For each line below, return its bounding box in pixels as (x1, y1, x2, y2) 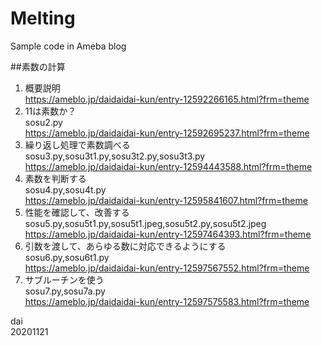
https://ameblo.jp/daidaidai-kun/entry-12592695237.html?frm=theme (24, 127, 310, 139)
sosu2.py (24, 116, 63, 128)
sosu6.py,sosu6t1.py (24, 251, 110, 263)
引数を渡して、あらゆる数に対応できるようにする (24, 240, 227, 252)
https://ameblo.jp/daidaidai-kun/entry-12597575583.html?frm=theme (24, 295, 310, 307)
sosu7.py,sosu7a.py (24, 285, 106, 297)
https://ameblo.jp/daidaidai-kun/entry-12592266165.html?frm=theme (24, 93, 310, 105)
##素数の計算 (10, 60, 66, 72)
